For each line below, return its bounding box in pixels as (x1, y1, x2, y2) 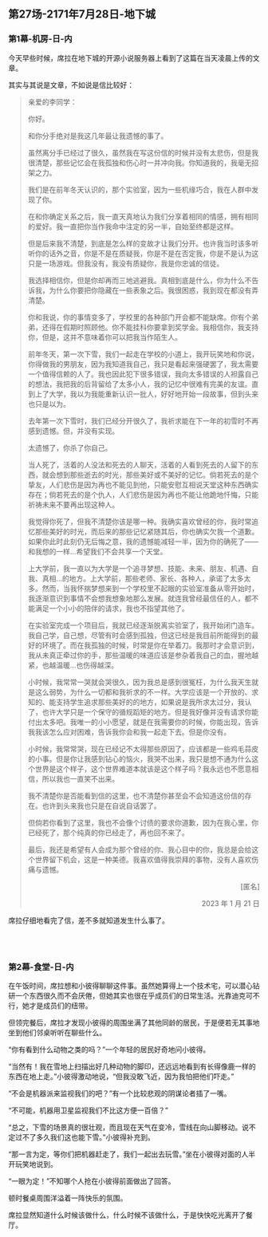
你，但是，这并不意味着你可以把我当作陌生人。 (27, 332, 182, 341)
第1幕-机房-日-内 (8, 33, 73, 45)
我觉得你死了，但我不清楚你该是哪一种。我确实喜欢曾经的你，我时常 (27, 517, 252, 526)
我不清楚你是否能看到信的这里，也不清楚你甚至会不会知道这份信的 (27, 790, 245, 800)
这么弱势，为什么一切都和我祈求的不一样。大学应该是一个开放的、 (34, 687, 252, 696)
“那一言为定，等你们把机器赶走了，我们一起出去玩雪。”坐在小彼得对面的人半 (8, 1149, 256, 1159)
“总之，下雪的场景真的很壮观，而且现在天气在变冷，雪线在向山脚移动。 (8, 1122, 242, 1132)
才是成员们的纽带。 (29, 1000, 93, 1010)
